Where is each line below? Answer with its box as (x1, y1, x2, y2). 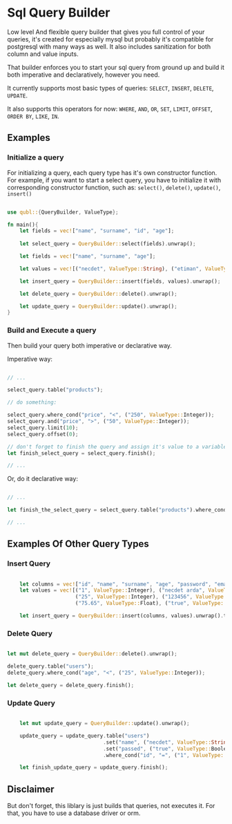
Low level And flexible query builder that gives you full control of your (7, 28, 205, 36)
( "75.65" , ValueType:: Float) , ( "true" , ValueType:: (75, 600, 227, 607)
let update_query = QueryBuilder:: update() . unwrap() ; (19, 303, 177, 310)
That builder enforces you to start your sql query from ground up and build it (7, 63, 224, 71)
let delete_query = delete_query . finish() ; (7, 682, 135, 689)
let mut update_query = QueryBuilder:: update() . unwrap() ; (19, 720, 190, 727)
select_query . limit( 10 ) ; (7, 424, 79, 431)
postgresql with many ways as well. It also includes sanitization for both (7, 42, 211, 50)
